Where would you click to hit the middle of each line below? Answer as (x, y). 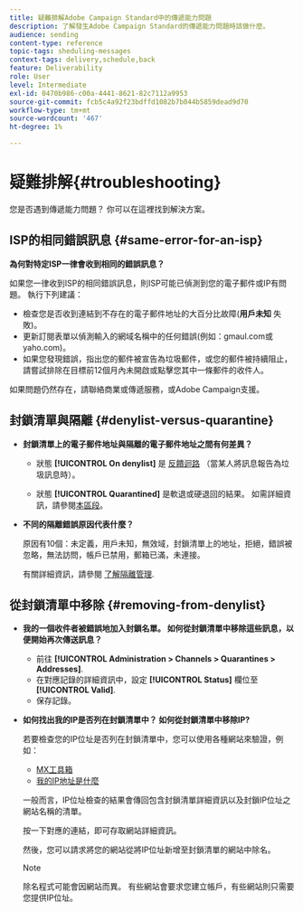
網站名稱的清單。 (54, 812)
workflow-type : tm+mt (50, 110)
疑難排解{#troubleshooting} (115, 183)
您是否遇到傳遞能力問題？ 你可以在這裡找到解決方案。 (109, 209)
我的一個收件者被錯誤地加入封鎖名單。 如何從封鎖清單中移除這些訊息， (154, 628)
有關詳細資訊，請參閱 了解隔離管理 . (88, 574)
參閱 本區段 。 (84, 505)
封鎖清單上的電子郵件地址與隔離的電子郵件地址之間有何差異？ (137, 444)
